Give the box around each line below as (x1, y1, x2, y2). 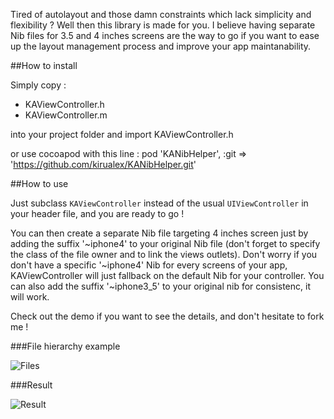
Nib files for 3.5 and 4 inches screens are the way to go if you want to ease (10, 30, 320, 41)
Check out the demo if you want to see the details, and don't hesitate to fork (10, 310, 325, 322)
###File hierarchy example (10, 340, 121, 352)
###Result (10, 379, 53, 391)
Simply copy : (10, 79, 67, 91)
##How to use (10, 178, 69, 189)
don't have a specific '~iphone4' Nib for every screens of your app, (10, 259, 288, 271)
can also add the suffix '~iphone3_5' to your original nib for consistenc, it (10, 280, 311, 292)
